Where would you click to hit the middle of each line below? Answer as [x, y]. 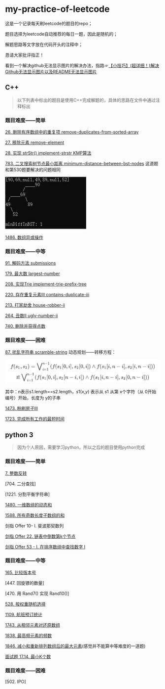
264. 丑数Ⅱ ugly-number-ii [32, 316]
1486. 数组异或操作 [24, 237]
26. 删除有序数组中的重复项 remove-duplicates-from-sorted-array [72, 132]
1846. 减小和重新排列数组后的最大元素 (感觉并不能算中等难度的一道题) [75, 646]
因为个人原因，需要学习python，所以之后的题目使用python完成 [81, 447]
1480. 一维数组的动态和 [29, 505]
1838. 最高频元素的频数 [29, 635]
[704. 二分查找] [20, 484]
